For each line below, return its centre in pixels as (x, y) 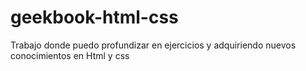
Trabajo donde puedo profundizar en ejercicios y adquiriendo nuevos (153, 45)
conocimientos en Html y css (70, 55)
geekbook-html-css (94, 17)
